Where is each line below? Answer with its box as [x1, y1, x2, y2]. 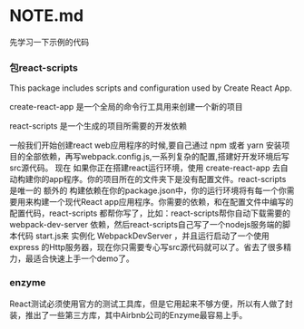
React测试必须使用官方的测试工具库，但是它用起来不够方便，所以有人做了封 [9, 298, 293, 309]
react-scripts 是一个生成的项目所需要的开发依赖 [9, 121, 188, 131]
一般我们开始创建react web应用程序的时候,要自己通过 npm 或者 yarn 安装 [9, 140, 282, 150]
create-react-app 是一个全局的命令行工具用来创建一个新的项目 [9, 102, 243, 112]
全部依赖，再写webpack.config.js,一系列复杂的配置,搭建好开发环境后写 [25, 151, 289, 162]
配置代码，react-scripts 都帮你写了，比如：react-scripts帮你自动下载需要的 [9, 208, 291, 218]
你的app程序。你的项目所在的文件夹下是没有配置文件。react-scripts [33, 174, 287, 185]
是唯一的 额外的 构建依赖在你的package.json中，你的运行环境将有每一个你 [9, 185, 288, 196]
